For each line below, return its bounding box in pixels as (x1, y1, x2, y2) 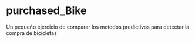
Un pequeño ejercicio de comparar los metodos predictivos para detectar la (6, 23, 190, 30)
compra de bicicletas (6, 29, 57, 36)
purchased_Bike (6, 4, 87, 17)
